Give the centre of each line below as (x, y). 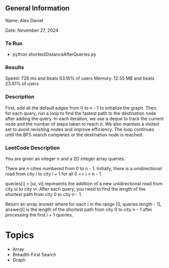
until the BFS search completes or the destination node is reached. (74, 135)
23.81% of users (22, 84)
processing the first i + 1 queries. (39, 215)
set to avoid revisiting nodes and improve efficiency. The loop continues (80, 129)
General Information (37, 8)
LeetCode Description (33, 147)
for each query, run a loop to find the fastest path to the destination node (81, 113)
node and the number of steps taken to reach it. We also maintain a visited (82, 124)
